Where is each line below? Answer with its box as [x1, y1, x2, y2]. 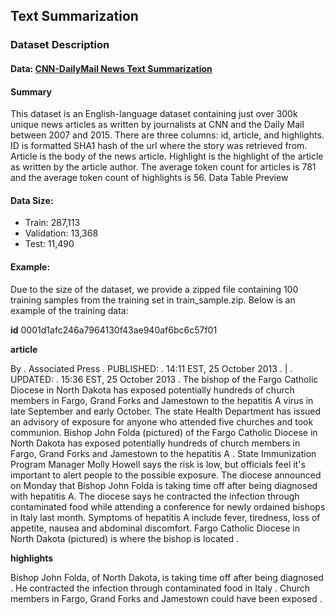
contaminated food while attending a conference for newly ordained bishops [10, 500, 326, 513]
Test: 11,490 [24, 238, 75, 250]
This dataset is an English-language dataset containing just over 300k [10, 108, 298, 120]
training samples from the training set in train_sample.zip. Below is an [10, 294, 296, 306]
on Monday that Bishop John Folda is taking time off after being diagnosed [10, 479, 318, 491]
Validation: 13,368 [24, 227, 99, 239]
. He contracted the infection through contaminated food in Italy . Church [10, 582, 311, 594]
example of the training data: [10, 304, 129, 316]
